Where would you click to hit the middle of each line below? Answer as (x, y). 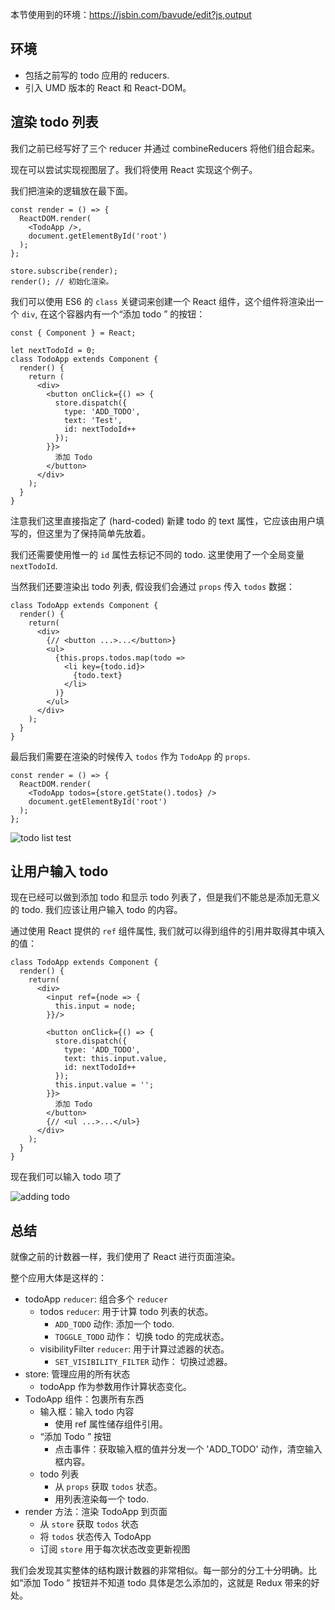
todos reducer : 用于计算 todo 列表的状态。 (126, 1312)
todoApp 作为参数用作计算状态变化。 (115, 1387)
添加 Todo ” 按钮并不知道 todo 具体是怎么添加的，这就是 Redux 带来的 (167, 1583)
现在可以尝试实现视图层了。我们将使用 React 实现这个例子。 (134, 169)
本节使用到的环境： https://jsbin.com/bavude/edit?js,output (131, 14)
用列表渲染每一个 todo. (102, 1499)
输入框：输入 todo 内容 (87, 1412)
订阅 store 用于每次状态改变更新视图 (115, 1549)
